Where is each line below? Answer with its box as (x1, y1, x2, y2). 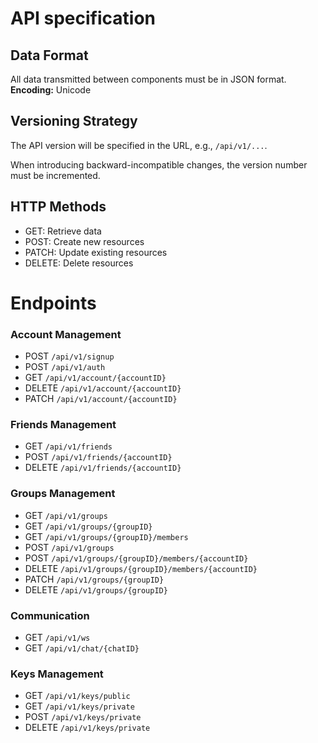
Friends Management (10, 418, 117, 432)
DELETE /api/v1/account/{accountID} (24, 382, 182, 394)
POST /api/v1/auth (24, 361, 106, 373)
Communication (10, 608, 90, 622)
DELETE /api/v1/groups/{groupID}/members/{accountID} (24, 562, 258, 574)
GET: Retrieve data (24, 225, 102, 237)
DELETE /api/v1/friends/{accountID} (24, 462, 182, 474)
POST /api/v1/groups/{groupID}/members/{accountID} (24, 552, 249, 564)
